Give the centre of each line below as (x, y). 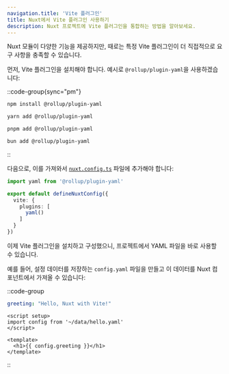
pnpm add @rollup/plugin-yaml (50, 129)
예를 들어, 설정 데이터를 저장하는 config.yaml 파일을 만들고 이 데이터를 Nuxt (109, 269)
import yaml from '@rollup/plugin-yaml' (66, 181)
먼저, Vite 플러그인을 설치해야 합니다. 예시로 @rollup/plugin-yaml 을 (98, 70)
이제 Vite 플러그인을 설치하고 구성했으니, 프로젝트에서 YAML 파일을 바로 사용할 (112, 245)
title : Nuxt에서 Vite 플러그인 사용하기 (58, 20)
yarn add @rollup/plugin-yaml (50, 117)
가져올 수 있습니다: (61, 277)
